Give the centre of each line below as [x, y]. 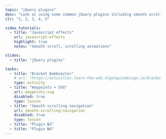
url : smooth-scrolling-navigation [49, 110]
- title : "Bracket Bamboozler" [42, 73]
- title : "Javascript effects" [42, 33]
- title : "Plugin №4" [32, 129]
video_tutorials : [23, 28]
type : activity [30, 83]
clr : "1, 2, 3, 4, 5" [27, 19]
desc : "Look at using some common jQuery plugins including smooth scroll [84, 14]
